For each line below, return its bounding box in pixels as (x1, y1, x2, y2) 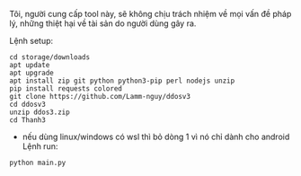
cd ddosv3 (9, 100, 47, 109)
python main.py (9, 158, 66, 167)
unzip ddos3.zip (9, 108, 70, 117)
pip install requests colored (9, 84, 123, 93)
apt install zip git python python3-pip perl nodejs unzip (9, 76, 235, 85)
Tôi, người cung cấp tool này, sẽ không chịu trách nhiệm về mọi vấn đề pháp (9, 9, 292, 19)
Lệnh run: (22, 141, 58, 152)
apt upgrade (9, 68, 54, 77)
